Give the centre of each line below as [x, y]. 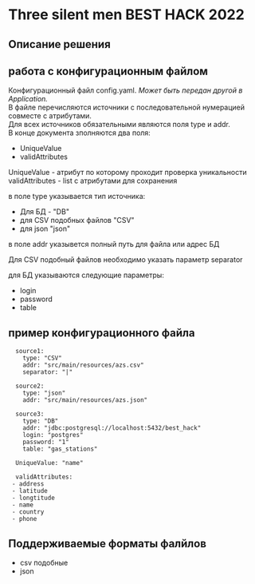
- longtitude [33, 498]
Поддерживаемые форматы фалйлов [108, 544]
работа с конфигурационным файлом [108, 71]
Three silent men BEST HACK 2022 [126, 15]
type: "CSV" [42, 358]
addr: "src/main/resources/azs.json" [85, 400]
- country [28, 512]
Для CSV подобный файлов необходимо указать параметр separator [126, 260]
